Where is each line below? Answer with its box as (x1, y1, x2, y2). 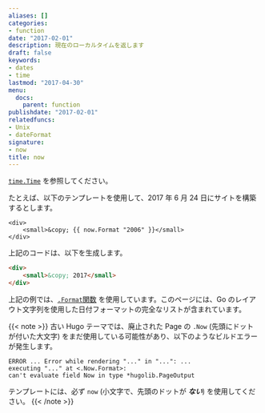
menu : (8, 86, 26, 94)
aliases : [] (8, 11, 48, 20)
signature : (8, 138, 45, 146)
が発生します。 (8, 341, 58, 351)
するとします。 (8, 203, 58, 213)
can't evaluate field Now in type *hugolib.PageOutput (8, 371, 195, 379)
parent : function (22, 101, 81, 109)
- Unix (8, 123, 30, 131)
